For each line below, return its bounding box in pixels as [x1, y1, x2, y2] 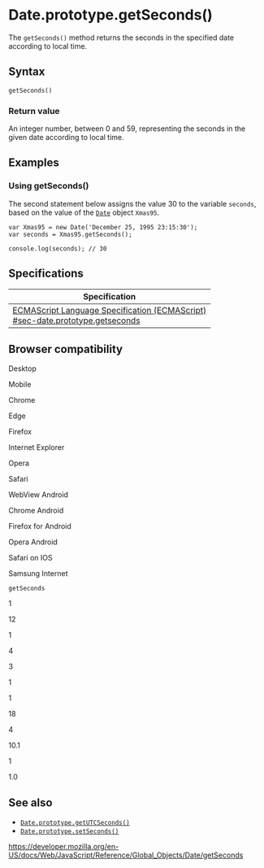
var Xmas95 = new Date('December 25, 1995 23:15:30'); [8, 223, 198, 231]
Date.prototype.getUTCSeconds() [19, 819, 130, 827]
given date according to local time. [8, 133, 124, 142]
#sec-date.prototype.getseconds [12, 315, 141, 326]
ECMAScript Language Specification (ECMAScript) [12, 304, 207, 316]
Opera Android [8, 537, 58, 547]
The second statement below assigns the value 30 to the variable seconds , [8, 198, 257, 208]
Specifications [8, 267, 84, 281]
